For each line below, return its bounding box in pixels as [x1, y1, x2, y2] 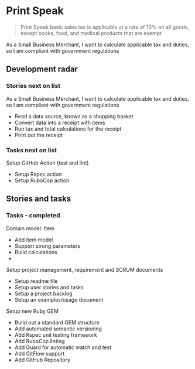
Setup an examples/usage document [14, 296, 104, 303]
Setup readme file [14, 277, 58, 285]
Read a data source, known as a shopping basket [14, 112, 134, 119]
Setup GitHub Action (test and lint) [6, 159, 89, 166]
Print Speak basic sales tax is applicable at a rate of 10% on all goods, [20, 23, 189, 30]
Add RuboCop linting [14, 337, 65, 344]
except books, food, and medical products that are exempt [20, 29, 162, 36]
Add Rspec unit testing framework [14, 331, 98, 338]
